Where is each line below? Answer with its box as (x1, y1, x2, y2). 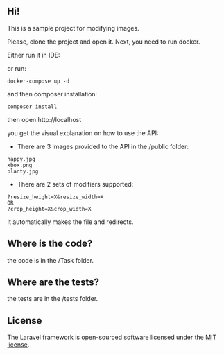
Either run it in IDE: (7, 51, 60, 59)
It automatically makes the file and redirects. (7, 218, 134, 226)
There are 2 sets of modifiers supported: (17, 180, 134, 188)
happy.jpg (7, 155, 36, 162)
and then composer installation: (7, 89, 98, 98)
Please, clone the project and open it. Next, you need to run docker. (7, 37, 200, 46)
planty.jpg (7, 168, 39, 175)
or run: (7, 64, 26, 72)
